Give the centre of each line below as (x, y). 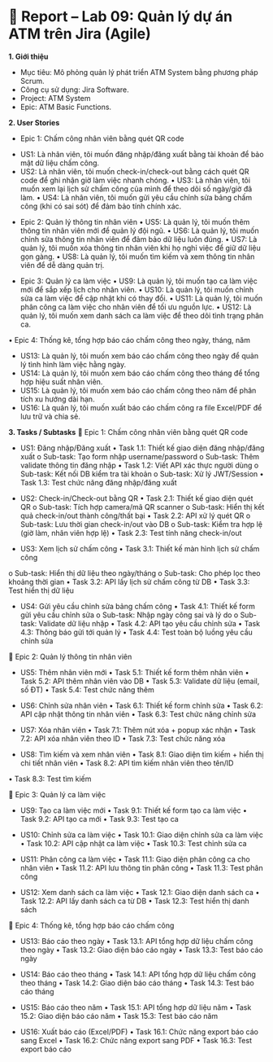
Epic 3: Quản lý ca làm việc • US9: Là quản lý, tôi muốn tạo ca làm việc (139, 281)
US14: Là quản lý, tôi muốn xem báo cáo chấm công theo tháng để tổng (140, 373)
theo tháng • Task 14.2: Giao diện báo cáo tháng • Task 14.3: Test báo (137, 983)
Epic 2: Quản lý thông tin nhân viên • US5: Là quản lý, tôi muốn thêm (135, 222)
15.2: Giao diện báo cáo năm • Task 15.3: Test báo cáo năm (119, 1016)
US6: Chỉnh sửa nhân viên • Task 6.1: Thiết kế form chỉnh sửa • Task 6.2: (141, 705)
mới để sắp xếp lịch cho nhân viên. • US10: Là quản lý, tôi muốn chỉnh (137, 289)
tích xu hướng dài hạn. (57, 399)
